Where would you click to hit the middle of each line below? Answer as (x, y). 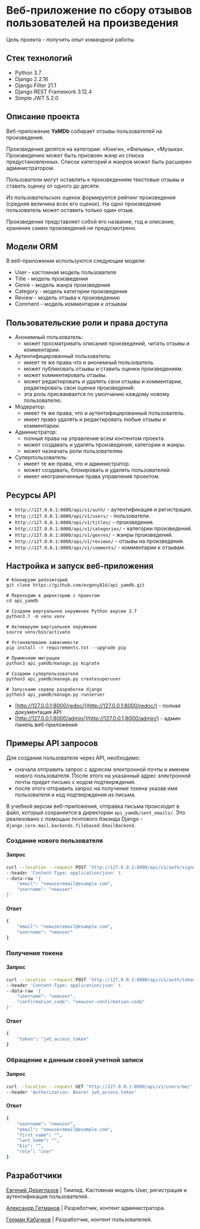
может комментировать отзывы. (65, 375)
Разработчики (34, 1176)
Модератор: (30, 407)
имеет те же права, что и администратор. (77, 464)
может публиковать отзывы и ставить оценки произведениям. (103, 369)
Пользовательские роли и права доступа (87, 323)
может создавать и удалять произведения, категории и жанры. (104, 445)
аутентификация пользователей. (48, 1196)
